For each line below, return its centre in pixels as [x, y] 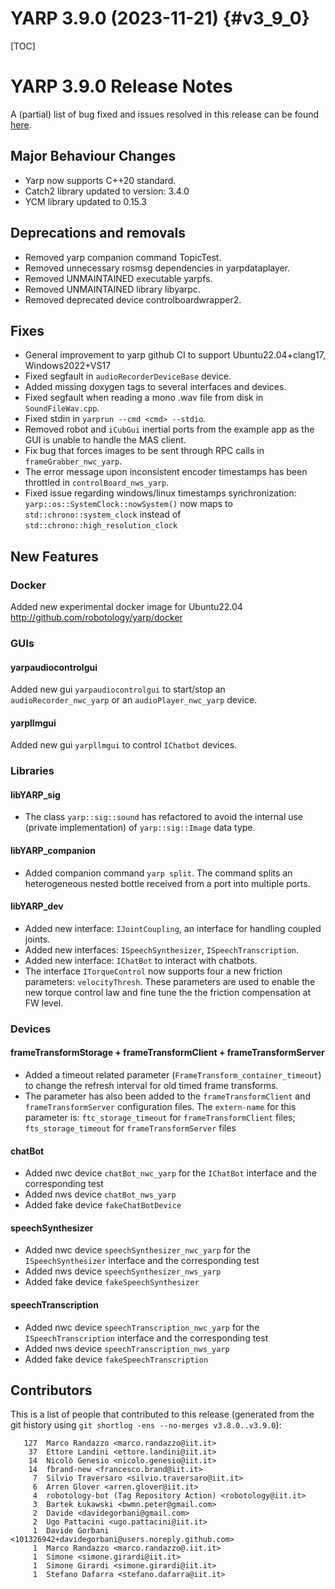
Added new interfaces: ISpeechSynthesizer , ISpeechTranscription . [162, 949]
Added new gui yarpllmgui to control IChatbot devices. [124, 745]
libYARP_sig [35, 794]
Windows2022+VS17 [68, 366]
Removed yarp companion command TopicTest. [123, 257]
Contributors [51, 1390]
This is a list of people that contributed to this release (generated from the [162, 1414]
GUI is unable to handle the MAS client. [105, 440]
